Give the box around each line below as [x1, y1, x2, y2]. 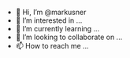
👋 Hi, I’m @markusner [15, 8, 87, 16]
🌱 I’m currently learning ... [15, 24, 100, 33]
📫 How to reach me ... [15, 42, 89, 50]
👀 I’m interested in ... [15, 16, 83, 25]
